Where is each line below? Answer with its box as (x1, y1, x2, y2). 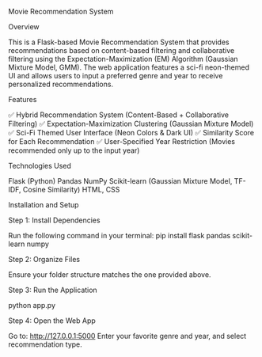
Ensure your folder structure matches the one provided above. (8, 270, 211, 279)
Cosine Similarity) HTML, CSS (22, 185, 120, 194)
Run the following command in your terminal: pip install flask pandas (8, 231, 231, 240)
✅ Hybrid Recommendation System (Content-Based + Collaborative (8, 110, 230, 120)
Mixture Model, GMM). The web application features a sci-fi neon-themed (8, 63, 249, 72)
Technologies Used (8, 161, 71, 170)
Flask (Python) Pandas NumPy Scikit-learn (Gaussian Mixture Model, (8, 177, 233, 185)
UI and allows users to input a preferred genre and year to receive (8, 71, 223, 80)
